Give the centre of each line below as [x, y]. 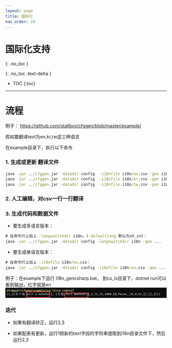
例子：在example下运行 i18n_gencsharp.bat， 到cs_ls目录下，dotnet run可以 [86, 278]
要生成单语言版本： [33, 252]
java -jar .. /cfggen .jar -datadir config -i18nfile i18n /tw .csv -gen [82, 185]
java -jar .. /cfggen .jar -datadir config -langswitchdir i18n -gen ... [83, 242]
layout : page [19, 11]
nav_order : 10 [20, 22]
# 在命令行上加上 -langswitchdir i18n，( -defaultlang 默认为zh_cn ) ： [76, 236]
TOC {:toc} [24, 84]
